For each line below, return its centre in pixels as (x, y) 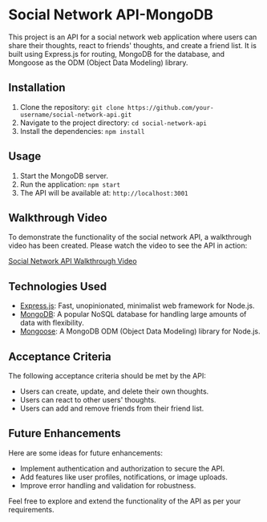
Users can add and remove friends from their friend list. (112, 408)
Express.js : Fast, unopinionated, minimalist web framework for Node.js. (137, 306)
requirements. (31, 509)
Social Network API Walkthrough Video (73, 261)
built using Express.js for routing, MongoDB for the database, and (117, 54)
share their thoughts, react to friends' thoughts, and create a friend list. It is (132, 45)
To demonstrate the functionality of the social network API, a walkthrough (130, 237)
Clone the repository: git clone (72, 107)
